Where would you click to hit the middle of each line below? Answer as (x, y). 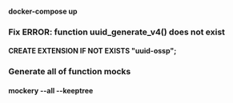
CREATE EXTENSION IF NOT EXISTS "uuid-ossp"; (92, 51)
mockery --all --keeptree (51, 90)
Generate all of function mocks (70, 72)
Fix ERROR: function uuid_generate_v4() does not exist (117, 32)
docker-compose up (43, 11)
